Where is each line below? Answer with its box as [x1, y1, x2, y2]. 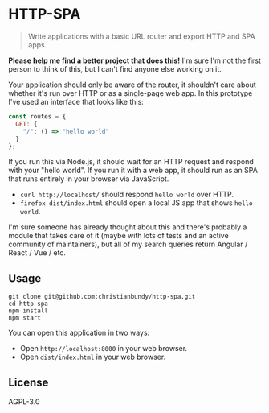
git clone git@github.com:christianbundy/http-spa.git [8, 293, 196, 301]
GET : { [15, 120, 38, 128]
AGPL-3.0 [8, 396, 40, 407]
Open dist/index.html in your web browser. [19, 352, 166, 362]
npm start [8, 314, 42, 322]
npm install [8, 307, 48, 315]
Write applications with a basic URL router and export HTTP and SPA [27, 31, 255, 41]
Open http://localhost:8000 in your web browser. [19, 344, 187, 353]
